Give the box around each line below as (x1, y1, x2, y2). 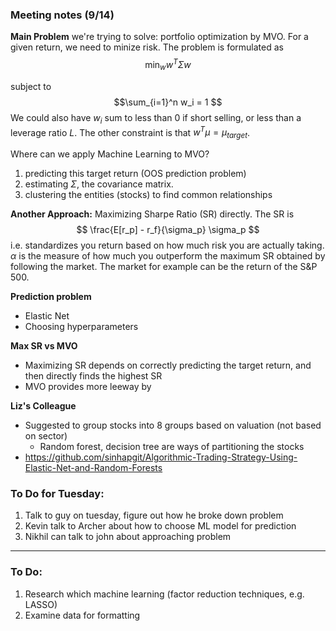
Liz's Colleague (10, 400, 77, 412)
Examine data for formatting (24, 609, 141, 621)
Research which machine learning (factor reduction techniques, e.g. (24, 588, 305, 600)
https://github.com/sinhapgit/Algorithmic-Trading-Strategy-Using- (24, 451, 298, 463)
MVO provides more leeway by (24, 381, 152, 392)
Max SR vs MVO (10, 340, 78, 352)
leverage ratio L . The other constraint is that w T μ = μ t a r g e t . (10, 124, 251, 140)
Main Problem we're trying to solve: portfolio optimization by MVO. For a (10, 31, 309, 43)
